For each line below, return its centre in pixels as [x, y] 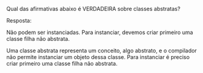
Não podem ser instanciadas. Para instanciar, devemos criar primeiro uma [100, 32]
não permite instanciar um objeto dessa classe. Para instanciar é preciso [98, 57]
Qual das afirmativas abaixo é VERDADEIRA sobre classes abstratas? [94, 9]
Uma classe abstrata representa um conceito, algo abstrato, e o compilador [102, 50]
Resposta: [19, 20]
